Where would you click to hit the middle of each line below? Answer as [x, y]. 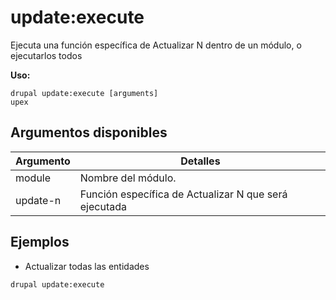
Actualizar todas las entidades [87, 266]
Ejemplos [40, 242]
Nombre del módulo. [128, 178]
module [33, 178]
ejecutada [103, 206]
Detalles [200, 161]
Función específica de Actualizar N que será [183, 194]
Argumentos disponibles [89, 132]
